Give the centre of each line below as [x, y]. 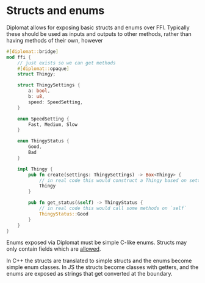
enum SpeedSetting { [43, 119]
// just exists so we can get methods [67, 63]
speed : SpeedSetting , [56, 102]
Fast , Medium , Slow [53, 124]
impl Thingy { [35, 169]
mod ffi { [19, 57]
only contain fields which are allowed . [54, 249]
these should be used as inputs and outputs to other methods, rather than [99, 33]
